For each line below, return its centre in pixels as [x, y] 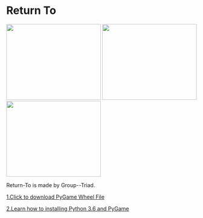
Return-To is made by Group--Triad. [51, 185]
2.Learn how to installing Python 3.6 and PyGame [68, 208]
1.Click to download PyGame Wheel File [55, 197]
